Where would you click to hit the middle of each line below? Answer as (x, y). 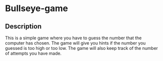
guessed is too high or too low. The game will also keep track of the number (81, 48)
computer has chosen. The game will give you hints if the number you (75, 43)
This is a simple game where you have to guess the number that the (73, 38)
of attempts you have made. (33, 53)
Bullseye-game (37, 8)
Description (23, 26)
